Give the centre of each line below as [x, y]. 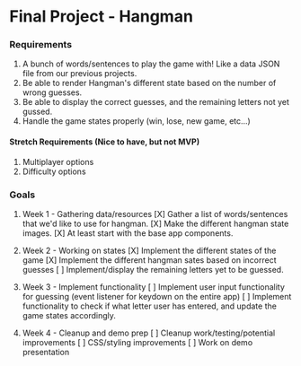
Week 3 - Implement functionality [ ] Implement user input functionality [154, 287]
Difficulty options [54, 171]
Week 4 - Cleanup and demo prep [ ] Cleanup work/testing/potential [149, 333]
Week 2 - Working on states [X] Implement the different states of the [149, 250]
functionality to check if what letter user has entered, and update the [149, 306]
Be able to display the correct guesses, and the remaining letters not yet [156, 102]
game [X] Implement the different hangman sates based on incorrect [149, 260]
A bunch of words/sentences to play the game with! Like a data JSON [151, 64]
